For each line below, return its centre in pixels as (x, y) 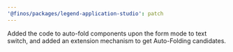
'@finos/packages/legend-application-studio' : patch (85, 14)
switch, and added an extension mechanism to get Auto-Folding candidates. (117, 41)
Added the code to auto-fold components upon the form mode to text (107, 33)
